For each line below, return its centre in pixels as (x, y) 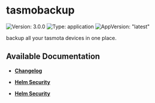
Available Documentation (53, 57)
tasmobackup (40, 10)
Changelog (28, 71)
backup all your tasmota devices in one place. (61, 38)
